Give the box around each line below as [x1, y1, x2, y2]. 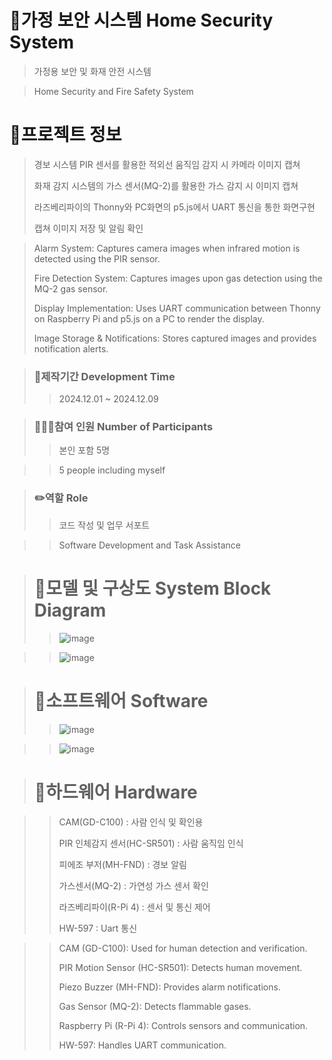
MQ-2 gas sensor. [33, 282, 109, 295]
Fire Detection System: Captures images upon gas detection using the [33, 272, 323, 284]
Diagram [33, 599, 107, 621]
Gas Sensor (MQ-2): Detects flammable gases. [58, 1000, 252, 1012]
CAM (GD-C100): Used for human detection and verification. [58, 942, 308, 954]
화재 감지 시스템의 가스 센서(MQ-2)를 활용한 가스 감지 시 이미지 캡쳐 [33, 179, 299, 191]
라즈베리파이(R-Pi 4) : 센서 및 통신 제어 [58, 901, 211, 913]
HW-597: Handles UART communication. [58, 1039, 227, 1051]
